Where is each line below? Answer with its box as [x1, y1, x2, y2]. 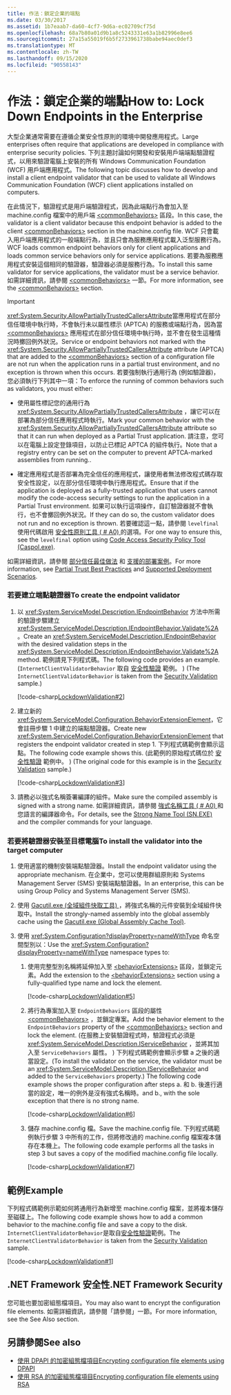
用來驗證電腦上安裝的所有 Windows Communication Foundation [25, 157, 206, 165]
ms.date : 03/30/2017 [7, 17, 67, 23]
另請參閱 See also [7, 1337, 81, 1349]
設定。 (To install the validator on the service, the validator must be [33, 1057, 223, 1066]
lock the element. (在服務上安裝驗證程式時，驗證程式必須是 [27, 1031, 196, 1039]
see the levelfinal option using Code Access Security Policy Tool [17, 535, 205, 543]
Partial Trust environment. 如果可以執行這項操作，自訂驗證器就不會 [17, 501, 208, 510]
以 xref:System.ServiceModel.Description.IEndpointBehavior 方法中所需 [17, 607, 221, 615]
